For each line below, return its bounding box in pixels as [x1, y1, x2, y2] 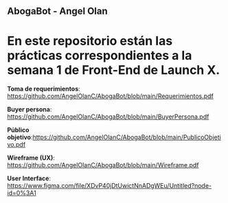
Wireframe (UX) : [7, 154, 55, 162]
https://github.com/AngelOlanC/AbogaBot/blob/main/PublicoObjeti [32, 133, 221, 141]
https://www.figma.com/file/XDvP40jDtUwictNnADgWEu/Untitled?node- [7, 182, 212, 190]
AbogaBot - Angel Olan [7, 5, 108, 17]
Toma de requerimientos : [7, 85, 80, 93]
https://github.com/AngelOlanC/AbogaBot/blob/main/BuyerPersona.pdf [7, 112, 209, 121]
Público [7, 126, 30, 134]
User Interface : [7, 174, 52, 182]
